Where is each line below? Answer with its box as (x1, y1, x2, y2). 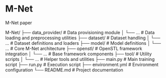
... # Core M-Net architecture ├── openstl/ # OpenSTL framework (5, 45, 142, 51)
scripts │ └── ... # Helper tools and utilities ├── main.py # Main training (5, 56, 155, 62)
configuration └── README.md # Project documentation (5, 66, 123, 73)
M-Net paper (5, 20, 32, 26)
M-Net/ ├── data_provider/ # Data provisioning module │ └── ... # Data (5, 29, 155, 35)
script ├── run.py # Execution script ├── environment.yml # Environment (5, 61, 158, 67)
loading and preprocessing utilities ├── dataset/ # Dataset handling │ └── (5, 35, 160, 41)
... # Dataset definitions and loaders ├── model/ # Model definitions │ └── (5, 40, 161, 46)
